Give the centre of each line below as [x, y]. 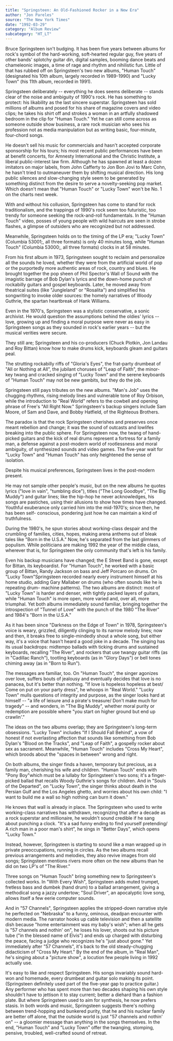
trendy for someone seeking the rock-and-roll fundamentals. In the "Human [85, 215]
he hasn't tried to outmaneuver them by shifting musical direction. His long [84, 172]
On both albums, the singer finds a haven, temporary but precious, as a [81, 764]
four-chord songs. [24, 135]
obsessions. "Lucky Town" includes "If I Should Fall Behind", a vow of [79, 732]
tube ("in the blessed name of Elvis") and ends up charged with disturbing [84, 935]
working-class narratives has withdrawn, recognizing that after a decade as [85, 812]
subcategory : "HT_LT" [29, 34]
